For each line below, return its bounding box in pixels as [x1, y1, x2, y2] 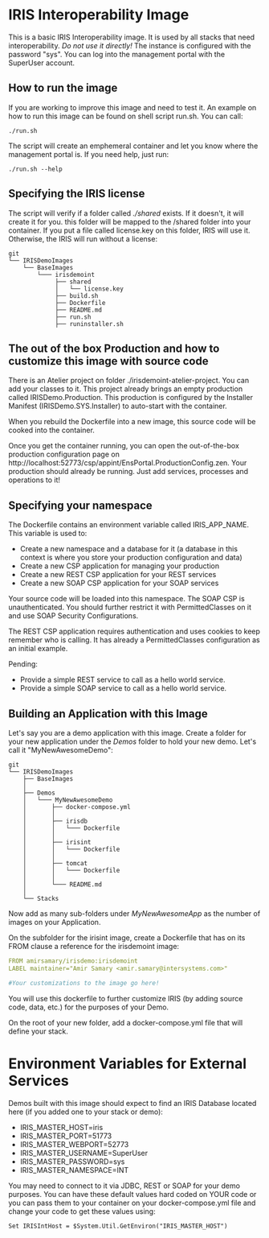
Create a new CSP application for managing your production [19, 561, 219, 571]
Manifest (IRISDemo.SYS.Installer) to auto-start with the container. [8, 401, 227, 411]
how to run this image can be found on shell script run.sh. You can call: [8, 111, 243, 121]
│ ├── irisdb [22, 817, 88, 825]
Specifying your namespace [8, 498, 153, 512]
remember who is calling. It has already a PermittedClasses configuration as [8, 635, 260, 645]
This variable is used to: [8, 529, 88, 539]
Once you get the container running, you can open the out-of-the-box [8, 441, 239, 451]
